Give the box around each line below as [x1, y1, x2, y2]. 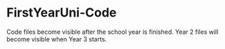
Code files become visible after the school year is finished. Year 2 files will [6, 28, 219, 36]
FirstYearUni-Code [6, 5, 117, 21]
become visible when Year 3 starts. [6, 35, 107, 43]
